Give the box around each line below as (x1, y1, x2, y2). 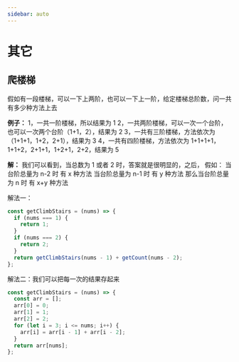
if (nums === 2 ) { (14, 234, 69, 241)
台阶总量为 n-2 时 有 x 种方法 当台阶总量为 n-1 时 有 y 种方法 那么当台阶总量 (7, 169, 229, 178)
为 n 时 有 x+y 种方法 (7, 178, 69, 186)
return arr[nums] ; (14, 342, 69, 349)
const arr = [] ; (14, 296, 62, 303)
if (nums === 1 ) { (14, 214, 69, 221)
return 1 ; (20, 221, 50, 228)
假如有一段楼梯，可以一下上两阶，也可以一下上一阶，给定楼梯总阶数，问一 (7, 94, 225, 103)
